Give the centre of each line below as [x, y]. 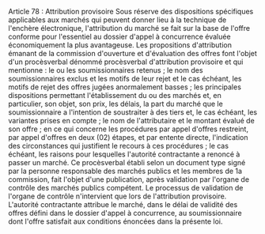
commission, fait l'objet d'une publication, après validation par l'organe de [129, 179]
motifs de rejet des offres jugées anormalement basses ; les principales [125, 87]
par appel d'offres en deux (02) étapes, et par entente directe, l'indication [128, 137]
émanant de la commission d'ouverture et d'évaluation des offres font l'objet [132, 53]
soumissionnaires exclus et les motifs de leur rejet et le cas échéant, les [125, 79]
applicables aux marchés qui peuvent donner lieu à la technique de [117, 20]
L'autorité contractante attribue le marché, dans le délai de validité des [123, 204]
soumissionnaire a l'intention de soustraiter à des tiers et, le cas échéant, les [133, 112]
